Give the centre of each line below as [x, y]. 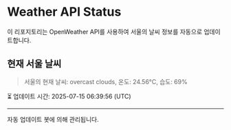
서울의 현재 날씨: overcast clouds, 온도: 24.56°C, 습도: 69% [106, 81]
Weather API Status [64, 12]
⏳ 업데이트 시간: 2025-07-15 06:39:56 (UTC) [69, 96]
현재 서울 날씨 [34, 64]
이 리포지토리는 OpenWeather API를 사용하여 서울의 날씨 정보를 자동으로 [105, 31]
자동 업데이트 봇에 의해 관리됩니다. [53, 119]
